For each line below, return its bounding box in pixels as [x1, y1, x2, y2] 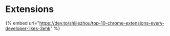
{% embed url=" [5, 20, 40, 26]
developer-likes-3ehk [5, 25, 51, 31]
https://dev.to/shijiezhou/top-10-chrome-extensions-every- [39, 20, 165, 26]
